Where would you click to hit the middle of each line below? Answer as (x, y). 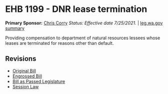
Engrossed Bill (27, 76)
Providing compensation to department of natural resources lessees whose (83, 38)
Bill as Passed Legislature (39, 81)
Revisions (21, 59)
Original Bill (24, 71)
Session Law (25, 87)
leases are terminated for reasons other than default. (59, 43)
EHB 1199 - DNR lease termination (76, 9)
